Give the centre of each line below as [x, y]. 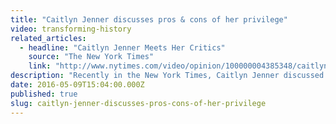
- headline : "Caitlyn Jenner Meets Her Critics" [122, 47]
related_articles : [48, 38]
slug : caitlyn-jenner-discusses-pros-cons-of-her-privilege [138, 103]
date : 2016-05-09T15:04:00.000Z [77, 85]
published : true [44, 94]
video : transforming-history [71, 29]
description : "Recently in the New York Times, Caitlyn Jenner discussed [167, 76]
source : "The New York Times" [91, 57]
